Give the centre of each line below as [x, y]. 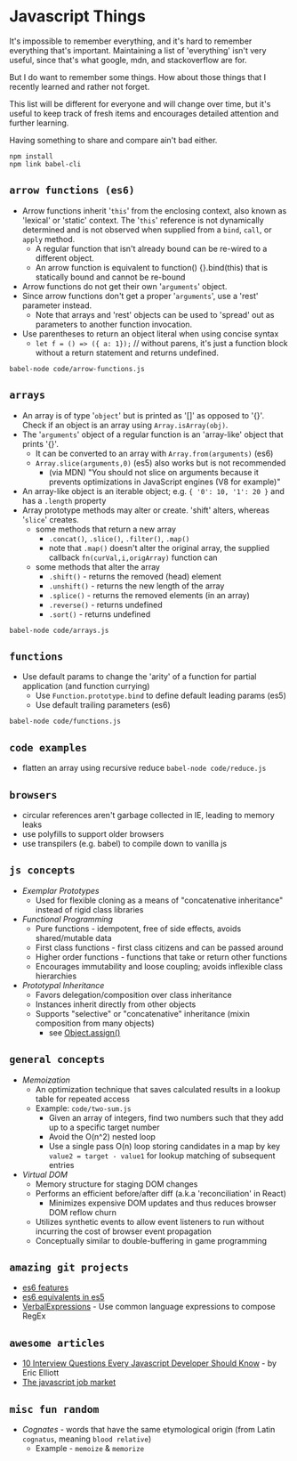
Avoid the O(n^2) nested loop [102, 1136]
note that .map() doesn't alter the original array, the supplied [159, 548]
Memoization [46, 1080]
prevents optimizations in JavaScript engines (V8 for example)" [165, 482]
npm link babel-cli [45, 164]
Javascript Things [78, 16]
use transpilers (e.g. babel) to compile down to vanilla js [124, 844]
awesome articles [57, 1343]
